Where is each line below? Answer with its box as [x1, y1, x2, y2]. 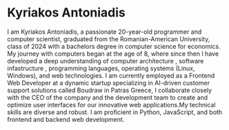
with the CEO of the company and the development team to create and [7, 93, 208, 101]
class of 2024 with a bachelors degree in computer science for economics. [7, 42, 221, 50]
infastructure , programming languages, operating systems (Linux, [7, 64, 195, 72]
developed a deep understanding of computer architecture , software [7, 56, 204, 65]
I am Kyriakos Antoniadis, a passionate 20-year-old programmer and [7, 28, 202, 36]
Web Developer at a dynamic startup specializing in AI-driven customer [7, 78, 210, 87]
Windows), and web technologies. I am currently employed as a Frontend [7, 71, 215, 80]
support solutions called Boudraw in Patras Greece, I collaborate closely [7, 86, 212, 94]
